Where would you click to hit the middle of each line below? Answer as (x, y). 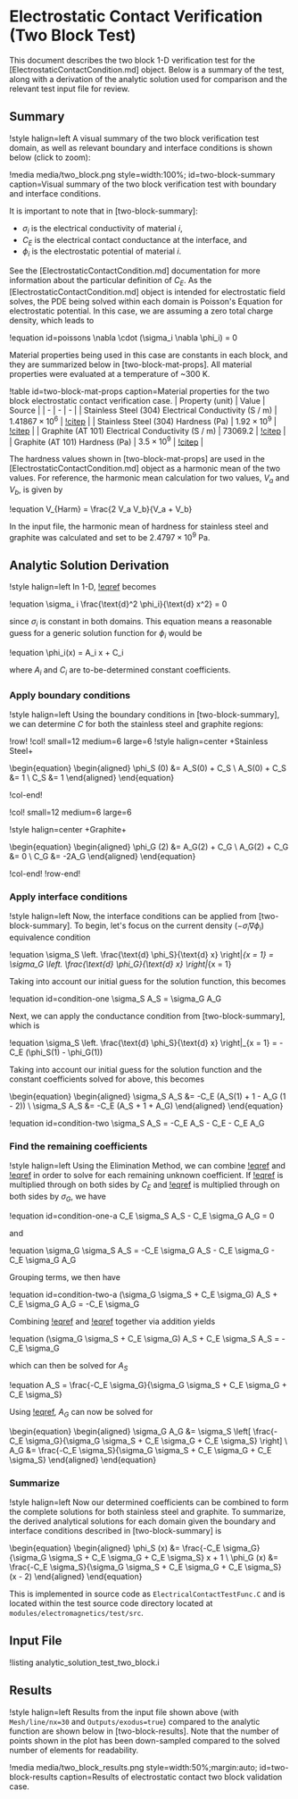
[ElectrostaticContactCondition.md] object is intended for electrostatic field (147, 291)
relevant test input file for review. (70, 88)
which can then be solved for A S (69, 1366)
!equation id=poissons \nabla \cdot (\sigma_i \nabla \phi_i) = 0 (124, 338)
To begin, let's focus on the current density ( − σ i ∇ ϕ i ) (170, 927)
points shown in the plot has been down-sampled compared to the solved (145, 1740)
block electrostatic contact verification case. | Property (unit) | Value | (137, 400)
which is (25, 1025)
